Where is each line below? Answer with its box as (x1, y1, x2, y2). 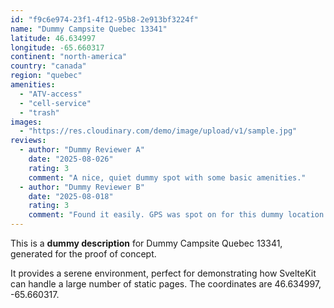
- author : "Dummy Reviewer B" (19, 182, 145, 192)
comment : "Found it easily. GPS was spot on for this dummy (28, 210, 284, 220)
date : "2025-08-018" (28, 191, 114, 201)
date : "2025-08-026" (28, 154, 114, 164)
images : (10, 117, 43, 127)
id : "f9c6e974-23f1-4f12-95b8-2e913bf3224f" (10, 14, 199, 25)
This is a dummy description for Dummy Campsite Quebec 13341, (10, 237, 283, 249)
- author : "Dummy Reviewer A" (19, 145, 145, 155)
